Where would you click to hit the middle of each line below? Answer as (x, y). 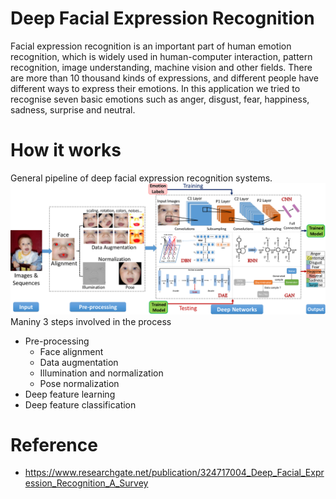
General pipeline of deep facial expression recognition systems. (141, 178)
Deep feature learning (70, 394)
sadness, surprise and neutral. (73, 109)
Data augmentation (79, 362)
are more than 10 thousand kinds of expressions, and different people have (165, 78)
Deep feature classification (80, 404)
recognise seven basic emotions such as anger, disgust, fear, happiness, (160, 99)
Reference (54, 444)
